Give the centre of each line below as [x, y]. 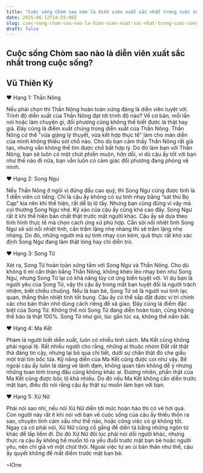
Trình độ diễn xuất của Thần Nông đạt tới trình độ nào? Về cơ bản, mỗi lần [98, 116]
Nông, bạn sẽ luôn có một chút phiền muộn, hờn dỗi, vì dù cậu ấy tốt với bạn [101, 154]
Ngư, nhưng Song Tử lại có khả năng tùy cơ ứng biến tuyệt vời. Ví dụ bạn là [100, 278]
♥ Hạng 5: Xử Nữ [28, 397]
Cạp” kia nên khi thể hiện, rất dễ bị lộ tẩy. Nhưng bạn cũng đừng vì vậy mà [99, 204]
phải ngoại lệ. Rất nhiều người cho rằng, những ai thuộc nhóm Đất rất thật [98, 346]
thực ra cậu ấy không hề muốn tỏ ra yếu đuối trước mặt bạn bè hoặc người [99, 440]
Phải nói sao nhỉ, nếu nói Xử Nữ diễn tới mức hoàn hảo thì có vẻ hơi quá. [96, 408]
